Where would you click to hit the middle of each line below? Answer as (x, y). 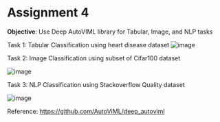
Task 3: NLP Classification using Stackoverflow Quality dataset (96, 84)
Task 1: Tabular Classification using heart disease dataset (88, 45)
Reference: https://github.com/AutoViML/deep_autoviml (86, 111)
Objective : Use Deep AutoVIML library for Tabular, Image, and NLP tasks (110, 32)
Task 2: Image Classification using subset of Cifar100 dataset (94, 58)
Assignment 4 (48, 13)
